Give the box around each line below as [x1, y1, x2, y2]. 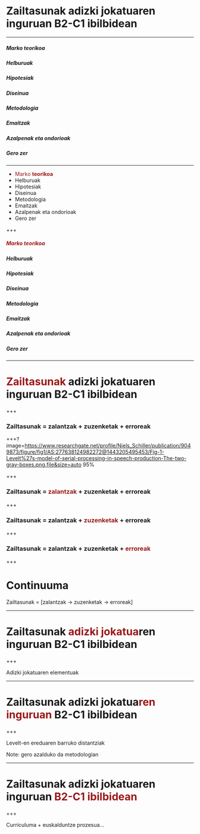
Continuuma [6, 579, 69, 593]
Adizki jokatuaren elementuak [6, 669, 79, 676]
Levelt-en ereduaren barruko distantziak [6, 739, 105, 746]
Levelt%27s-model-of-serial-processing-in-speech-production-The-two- [6, 455, 187, 462]
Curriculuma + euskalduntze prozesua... [6, 821, 105, 828]
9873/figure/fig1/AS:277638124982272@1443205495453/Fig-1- [6, 448, 165, 455]
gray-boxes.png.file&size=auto [6, 461, 82, 469]
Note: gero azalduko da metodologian [6, 751, 99, 758]
